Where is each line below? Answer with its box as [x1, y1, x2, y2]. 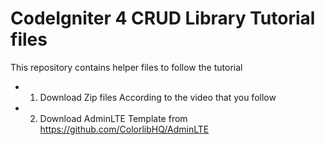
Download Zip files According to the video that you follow [39, 91, 277, 103]
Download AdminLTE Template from [39, 112, 188, 124]
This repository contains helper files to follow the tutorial [10, 61, 243, 73]
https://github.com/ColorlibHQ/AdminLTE [39, 123, 210, 135]
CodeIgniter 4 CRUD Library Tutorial [10, 7, 316, 30]
